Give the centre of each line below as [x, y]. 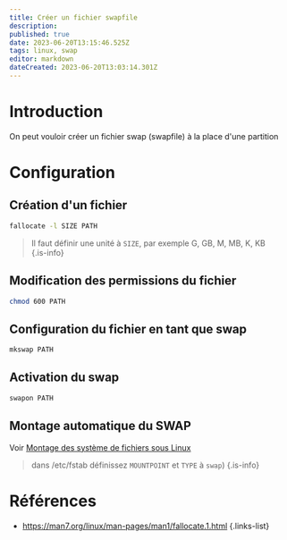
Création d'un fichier [68, 205]
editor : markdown [42, 59]
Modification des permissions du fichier [123, 281]
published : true [39, 34]
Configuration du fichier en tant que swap [128, 329]
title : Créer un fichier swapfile [74, 17]
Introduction [56, 112]
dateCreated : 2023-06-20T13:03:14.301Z [84, 68]
